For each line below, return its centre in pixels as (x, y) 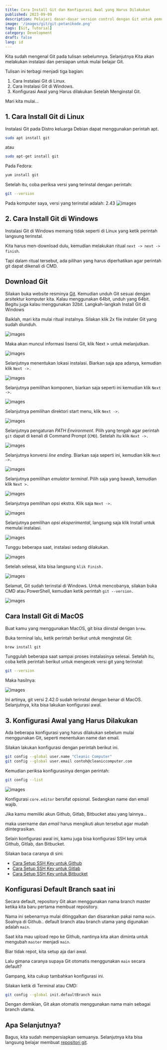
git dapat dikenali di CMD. (32, 266)
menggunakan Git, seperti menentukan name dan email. (63, 738)
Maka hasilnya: (21, 680)
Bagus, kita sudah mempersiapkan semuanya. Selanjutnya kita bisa (74, 1037)
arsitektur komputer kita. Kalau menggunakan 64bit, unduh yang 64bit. (78, 299)
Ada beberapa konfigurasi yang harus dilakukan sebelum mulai (70, 733)
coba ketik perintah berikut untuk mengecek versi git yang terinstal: (74, 662)
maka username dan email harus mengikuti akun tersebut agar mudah (77, 824)
